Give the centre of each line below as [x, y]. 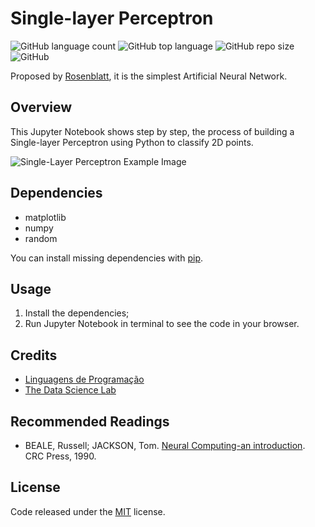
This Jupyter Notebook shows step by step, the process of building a [152, 131]
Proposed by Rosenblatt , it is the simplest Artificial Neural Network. [149, 76]
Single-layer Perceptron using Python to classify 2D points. [132, 142]
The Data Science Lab [70, 390]
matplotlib [45, 217]
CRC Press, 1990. [60, 456]
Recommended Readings [90, 421]
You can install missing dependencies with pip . [107, 258]
